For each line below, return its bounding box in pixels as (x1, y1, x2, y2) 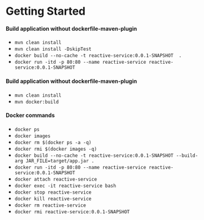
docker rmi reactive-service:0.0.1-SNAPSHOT (14, 208, 130, 215)
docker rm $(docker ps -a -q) (14, 139, 92, 145)
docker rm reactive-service (14, 202, 86, 208)
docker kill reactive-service (14, 195, 92, 202)
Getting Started (5, 4, 86, 18)
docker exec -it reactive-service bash (14, 183, 117, 189)
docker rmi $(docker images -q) (14, 146, 97, 152)
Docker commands (5, 112, 55, 119)
